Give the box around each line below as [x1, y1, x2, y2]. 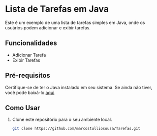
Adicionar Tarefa [12, 52, 46, 58]
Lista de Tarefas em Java [5, 3, 109, 15]
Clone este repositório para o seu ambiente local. [12, 116, 112, 123]
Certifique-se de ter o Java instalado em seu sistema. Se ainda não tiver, [5, 84, 153, 90]
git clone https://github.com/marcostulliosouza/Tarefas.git [12, 126, 141, 131]
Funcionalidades [5, 39, 58, 47]
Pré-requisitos [5, 71, 51, 80]
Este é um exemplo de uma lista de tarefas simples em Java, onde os [5, 20, 145, 25]
